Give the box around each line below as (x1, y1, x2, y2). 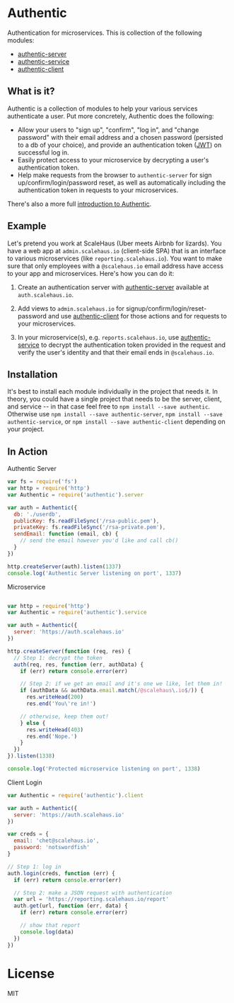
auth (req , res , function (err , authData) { (13, 661, 144, 668)
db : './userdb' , (13, 511, 62, 518)
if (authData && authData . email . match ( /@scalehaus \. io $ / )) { (20, 687, 204, 694)
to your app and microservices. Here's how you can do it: (7, 269, 175, 277)
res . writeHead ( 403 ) (25, 726, 83, 733)
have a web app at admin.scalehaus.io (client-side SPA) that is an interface (7, 246, 226, 255)
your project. (7, 425, 45, 433)
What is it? (7, 85, 55, 97)
